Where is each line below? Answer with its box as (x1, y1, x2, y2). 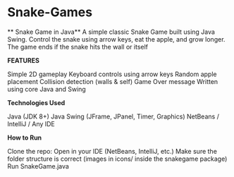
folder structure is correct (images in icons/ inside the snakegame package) (7, 154, 228, 163)
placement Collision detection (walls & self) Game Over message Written (7, 77, 218, 85)
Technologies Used (7, 98, 66, 106)
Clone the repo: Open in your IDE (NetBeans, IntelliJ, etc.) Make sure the (7, 147, 217, 155)
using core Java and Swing (7, 85, 86, 93)
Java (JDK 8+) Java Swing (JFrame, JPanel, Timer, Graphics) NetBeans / (7, 112, 220, 121)
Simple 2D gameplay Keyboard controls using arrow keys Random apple (7, 70, 217, 78)
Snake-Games (7, 4, 93, 20)
